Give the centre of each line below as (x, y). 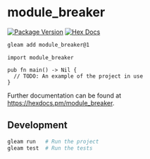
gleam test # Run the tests (50, 148)
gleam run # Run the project (53, 141)
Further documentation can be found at (64, 95)
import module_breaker (40, 57)
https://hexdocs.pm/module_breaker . (61, 102)
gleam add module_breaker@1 (49, 45)
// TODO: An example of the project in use (78, 76)
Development (38, 125)
